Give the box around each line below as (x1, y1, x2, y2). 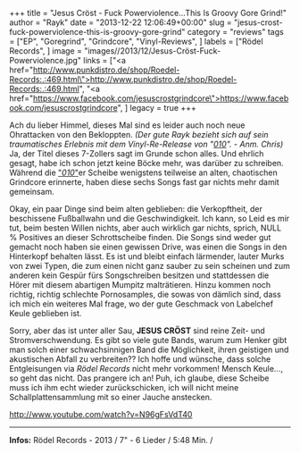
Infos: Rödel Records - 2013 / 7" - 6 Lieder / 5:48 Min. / (9, 435, 213, 445)
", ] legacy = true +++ (117, 103, 196, 113)
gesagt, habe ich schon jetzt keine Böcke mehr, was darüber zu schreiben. (9, 158, 284, 168)
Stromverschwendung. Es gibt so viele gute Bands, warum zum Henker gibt (9, 335, 287, 345)
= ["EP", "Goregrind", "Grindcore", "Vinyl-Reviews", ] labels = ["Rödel (9, 36, 263, 46)
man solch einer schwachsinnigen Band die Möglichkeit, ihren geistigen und (9, 344, 289, 355)
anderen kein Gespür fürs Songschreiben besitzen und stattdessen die (9, 270, 270, 281)
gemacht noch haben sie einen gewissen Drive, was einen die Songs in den (9, 241, 287, 252)
